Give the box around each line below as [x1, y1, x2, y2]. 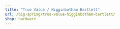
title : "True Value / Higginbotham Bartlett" [5, 7, 100, 12]
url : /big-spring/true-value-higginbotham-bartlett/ [5, 12, 116, 17]
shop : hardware [5, 16, 36, 21]
